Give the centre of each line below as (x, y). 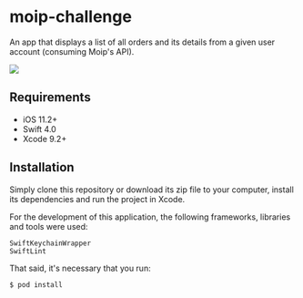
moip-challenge (71, 17)
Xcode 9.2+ (45, 139)
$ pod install (36, 284)
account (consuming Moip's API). (72, 51)
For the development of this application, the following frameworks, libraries (150, 217)
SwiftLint (28, 251)
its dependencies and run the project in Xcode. (97, 199)
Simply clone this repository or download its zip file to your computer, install (151, 190)
